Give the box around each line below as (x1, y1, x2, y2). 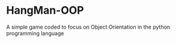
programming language (6, 29, 64, 36)
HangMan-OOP (6, 4, 84, 17)
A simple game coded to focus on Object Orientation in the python (6, 23, 171, 30)
